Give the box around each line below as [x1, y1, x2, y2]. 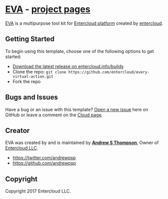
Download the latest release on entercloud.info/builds [12, 63, 124, 69]
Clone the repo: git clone [12, 69, 66, 75]
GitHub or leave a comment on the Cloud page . [5, 112, 103, 118]
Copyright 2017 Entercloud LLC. [5, 188, 71, 194]
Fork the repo [12, 78, 41, 84]
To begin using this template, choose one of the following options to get [5, 48, 154, 54]
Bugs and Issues [5, 93, 58, 102]
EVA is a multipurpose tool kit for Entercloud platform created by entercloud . [5, 20, 163, 26]
